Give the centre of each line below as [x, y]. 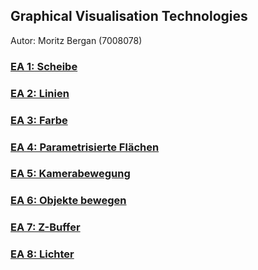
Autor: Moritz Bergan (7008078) [76, 40]
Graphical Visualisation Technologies [129, 16]
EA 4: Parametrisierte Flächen [85, 147]
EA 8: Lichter [42, 254]
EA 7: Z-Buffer [45, 227]
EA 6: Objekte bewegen [68, 201]
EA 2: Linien [40, 93]
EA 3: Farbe [39, 120]
